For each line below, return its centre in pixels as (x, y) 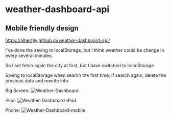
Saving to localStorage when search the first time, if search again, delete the (86, 75)
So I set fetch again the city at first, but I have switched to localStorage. (80, 65)
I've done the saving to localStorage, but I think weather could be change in (85, 50)
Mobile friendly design (42, 28)
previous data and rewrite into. (38, 81)
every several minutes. (29, 55)
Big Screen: (17, 91)
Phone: (13, 110)
